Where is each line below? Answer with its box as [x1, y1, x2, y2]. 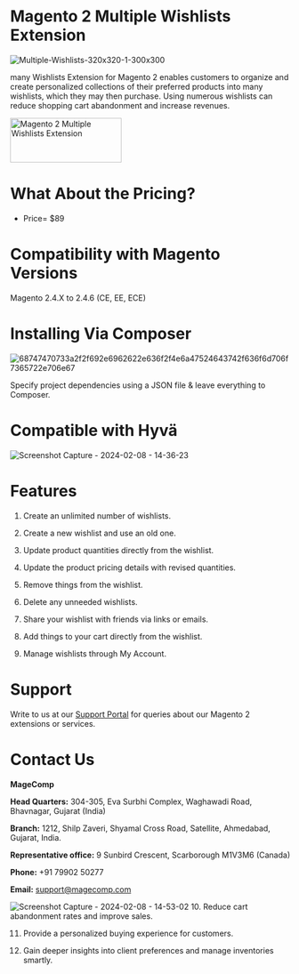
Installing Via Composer [10, 324, 192, 343]
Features [10, 480, 77, 501]
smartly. [22, 954, 53, 965]
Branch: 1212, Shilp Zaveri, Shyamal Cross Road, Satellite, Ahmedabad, [10, 823, 271, 833]
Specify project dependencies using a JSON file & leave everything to [10, 380, 266, 390]
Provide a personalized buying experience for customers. [22, 928, 234, 938]
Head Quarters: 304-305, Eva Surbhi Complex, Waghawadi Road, [10, 796, 253, 807]
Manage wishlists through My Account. [22, 648, 167, 659]
